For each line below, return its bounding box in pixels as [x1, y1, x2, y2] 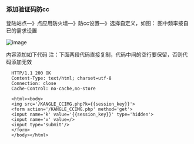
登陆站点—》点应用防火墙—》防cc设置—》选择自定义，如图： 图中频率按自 [6, 19, 189, 27]
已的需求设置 [6, 27, 37, 34]
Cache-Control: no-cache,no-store [11, 86, 96, 92]
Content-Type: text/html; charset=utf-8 [11, 76, 112, 81]
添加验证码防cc [6, 5, 50, 13]
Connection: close [11, 81, 57, 87]
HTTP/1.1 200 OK [11, 70, 51, 76]
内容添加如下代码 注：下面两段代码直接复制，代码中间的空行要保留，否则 [6, 51, 183, 58]
